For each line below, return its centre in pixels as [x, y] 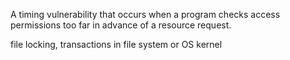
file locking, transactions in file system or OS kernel [116, 44]
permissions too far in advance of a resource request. [121, 25]
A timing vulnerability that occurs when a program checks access [145, 14]
